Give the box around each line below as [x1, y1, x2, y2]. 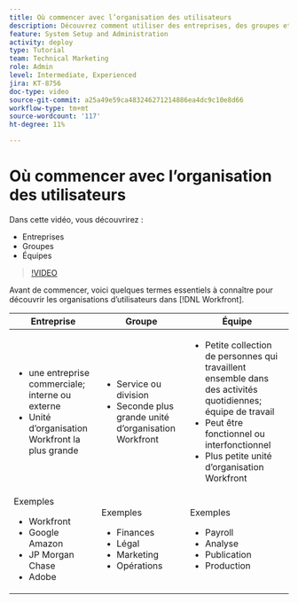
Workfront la [28, 433, 81, 445]
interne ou [28, 388, 72, 401]
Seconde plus [116, 400, 175, 412]
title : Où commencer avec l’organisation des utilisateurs [9, 12, 232, 22]
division [116, 388, 149, 401]
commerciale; [28, 378, 86, 390]
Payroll [205, 526, 234, 538]
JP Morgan [28, 548, 74, 560]
